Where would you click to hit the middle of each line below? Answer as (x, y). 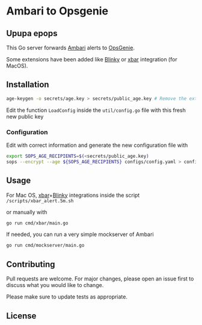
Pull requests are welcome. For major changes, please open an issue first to (100, 279)
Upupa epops (32, 33)
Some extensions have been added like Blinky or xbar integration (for (92, 59)
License (21, 316)
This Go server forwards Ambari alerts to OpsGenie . (71, 48)
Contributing (31, 264)
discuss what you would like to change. (55, 285)
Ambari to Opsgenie (57, 11)
